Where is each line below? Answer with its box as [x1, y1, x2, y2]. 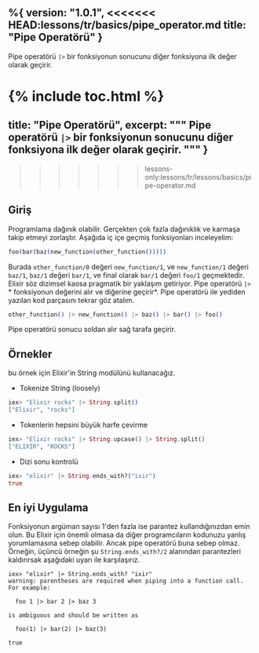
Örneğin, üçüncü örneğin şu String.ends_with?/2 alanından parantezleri [8, 547, 242, 556]
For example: [8, 584, 51, 592]
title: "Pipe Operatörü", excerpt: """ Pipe [8, 119, 212, 132]
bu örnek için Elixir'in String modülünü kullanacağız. [8, 368, 176, 378]
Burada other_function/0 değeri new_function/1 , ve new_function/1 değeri [8, 262, 250, 272]
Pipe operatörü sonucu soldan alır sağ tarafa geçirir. [8, 325, 177, 334]
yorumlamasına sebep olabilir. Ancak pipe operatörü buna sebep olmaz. [8, 538, 240, 548]
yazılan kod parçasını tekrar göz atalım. [8, 295, 135, 305]
